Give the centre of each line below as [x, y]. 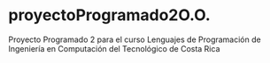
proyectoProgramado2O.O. [110, 15]
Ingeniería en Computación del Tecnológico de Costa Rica [114, 48]
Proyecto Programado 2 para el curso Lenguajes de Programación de [135, 39]
